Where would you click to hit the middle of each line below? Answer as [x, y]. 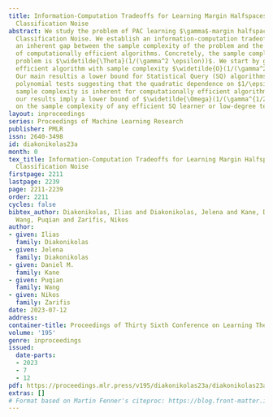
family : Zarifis [43, 303]
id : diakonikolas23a [43, 144]
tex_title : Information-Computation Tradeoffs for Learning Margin [125, 159]
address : [23, 317]
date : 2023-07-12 [38, 310]
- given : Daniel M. [41, 264]
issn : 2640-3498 [36, 136]
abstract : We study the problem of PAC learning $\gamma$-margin [121, 31]
